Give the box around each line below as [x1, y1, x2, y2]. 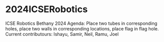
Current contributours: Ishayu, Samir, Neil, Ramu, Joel [5, 31, 119, 37]
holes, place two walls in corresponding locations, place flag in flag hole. [5, 25, 159, 31]
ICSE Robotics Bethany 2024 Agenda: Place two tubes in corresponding [5, 20, 158, 26]
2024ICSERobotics [5, 4, 88, 15]
